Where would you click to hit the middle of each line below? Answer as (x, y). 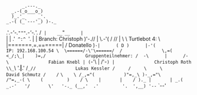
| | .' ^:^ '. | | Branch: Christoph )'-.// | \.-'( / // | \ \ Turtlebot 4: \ (83, 39)
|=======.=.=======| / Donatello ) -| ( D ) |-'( (81, 45)
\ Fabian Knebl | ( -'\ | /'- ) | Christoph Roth (99, 62)
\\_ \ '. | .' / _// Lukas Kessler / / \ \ (84, 68)
